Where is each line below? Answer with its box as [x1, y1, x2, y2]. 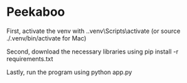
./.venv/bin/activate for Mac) [6, 34, 87, 42]
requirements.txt [6, 54, 54, 62]
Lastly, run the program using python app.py [6, 68, 132, 76]
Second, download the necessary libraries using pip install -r [6, 47, 179, 56]
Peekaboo [6, 4, 65, 20]
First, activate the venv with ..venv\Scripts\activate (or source [6, 27, 181, 35]
